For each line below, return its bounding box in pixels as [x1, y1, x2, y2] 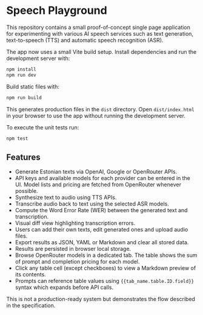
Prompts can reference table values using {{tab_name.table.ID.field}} [15, 278, 195, 285]
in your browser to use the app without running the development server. [6, 112, 186, 119]
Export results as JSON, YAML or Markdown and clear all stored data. [15, 239, 189, 246]
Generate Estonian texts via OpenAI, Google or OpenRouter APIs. [15, 168, 178, 175]
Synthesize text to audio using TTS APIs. [15, 194, 117, 201]
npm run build [6, 94, 42, 100]
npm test [6, 135, 28, 141]
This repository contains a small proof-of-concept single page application [6, 24, 191, 31]
